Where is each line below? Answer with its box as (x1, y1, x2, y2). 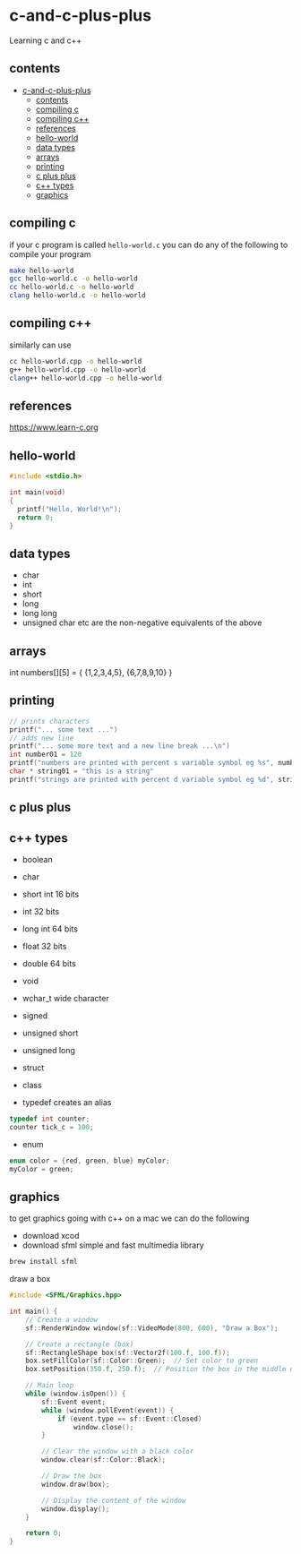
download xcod (21, 1231, 80, 1241)
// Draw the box (41, 1472, 102, 1481)
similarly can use (9, 339, 72, 350)
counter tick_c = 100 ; (9, 1122, 94, 1131)
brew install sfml (9, 1258, 78, 1266)
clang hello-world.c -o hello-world (9, 291, 146, 300)
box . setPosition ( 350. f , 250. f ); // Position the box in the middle (25, 1365, 287, 1374)
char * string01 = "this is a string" (9, 767, 154, 776)
